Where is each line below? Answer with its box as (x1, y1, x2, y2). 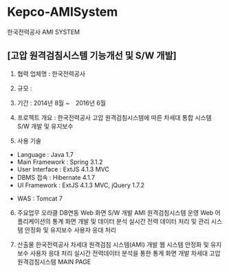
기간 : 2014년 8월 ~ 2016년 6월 (17, 98, 107, 107)
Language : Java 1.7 (17, 150, 74, 158)
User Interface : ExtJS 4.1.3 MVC (17, 165, 110, 173)
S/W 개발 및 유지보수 (17, 122, 74, 130)
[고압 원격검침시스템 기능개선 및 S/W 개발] (7, 50, 177, 62)
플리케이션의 (17, 217, 52, 225)
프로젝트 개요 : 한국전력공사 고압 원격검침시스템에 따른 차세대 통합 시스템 (17, 113, 212, 121)
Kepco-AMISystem (7, 4, 118, 20)
